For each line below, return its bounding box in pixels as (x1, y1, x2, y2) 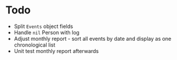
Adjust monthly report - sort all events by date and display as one (13, 35, 172, 42)
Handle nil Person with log (13, 29, 80, 36)
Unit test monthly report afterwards (13, 47, 99, 54)
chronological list (13, 41, 56, 48)
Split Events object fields (13, 23, 74, 30)
